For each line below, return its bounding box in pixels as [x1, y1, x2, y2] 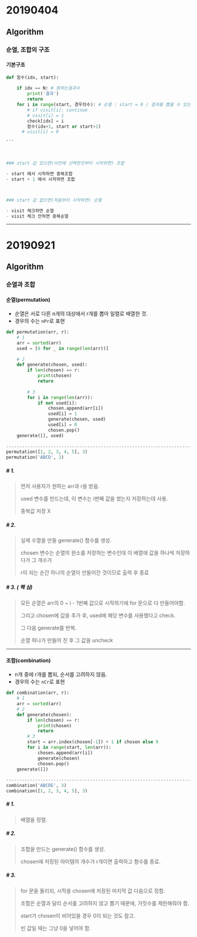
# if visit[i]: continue [27, 107, 88, 113]
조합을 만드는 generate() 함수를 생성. [20, 845, 106, 853]
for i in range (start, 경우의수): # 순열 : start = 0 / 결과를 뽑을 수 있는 [16, 102, 191, 108]
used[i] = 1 [47, 411, 77, 417]
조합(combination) [6, 657, 51, 664]
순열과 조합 [6, 280, 36, 288]
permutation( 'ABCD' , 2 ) [6, 455, 64, 461]
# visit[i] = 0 [21, 129, 59, 135]
